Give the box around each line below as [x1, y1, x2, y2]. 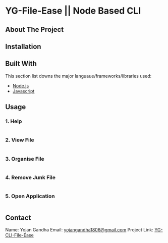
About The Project [5, 25, 64, 34]
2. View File [5, 136, 34, 143]
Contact [5, 214, 31, 222]
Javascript [12, 88, 35, 94]
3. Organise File [5, 155, 44, 162]
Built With [5, 60, 37, 68]
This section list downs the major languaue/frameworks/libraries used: [5, 73, 152, 79]
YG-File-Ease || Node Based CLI [5, 5, 141, 17]
